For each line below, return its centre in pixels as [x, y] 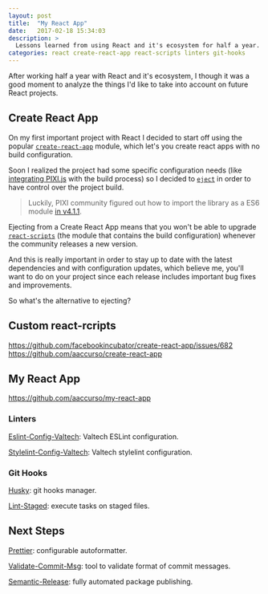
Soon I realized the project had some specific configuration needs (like [125, 170]
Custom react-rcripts [62, 326]
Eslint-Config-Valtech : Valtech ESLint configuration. [93, 436]
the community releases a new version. [73, 244]
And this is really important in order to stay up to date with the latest [120, 259]
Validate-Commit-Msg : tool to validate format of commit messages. [120, 566]
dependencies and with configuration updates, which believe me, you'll [126, 268]
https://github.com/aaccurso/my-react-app [79, 398]
